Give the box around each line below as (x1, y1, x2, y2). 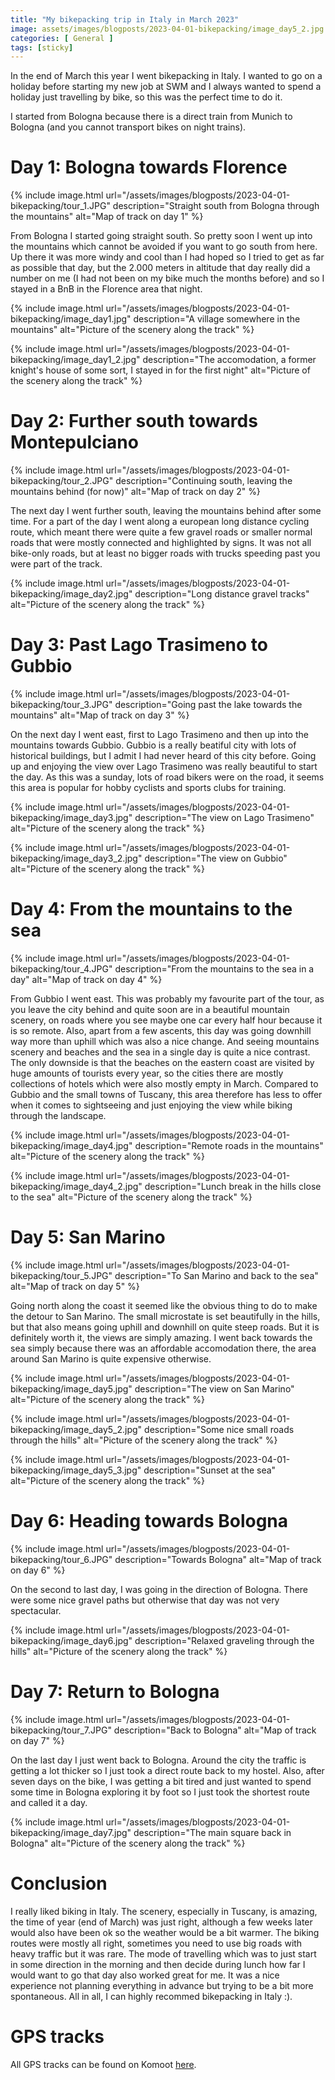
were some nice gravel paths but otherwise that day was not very (10, 1594, 280, 1606)
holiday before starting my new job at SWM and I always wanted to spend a (10, 81, 322, 93)
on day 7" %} (10, 1734, 65, 1746)
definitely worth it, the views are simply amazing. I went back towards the (10, 1331, 313, 1343)
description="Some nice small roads (144, 1423, 295, 1435)
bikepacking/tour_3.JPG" (10, 699, 113, 711)
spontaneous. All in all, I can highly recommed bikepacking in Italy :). (10, 1990, 293, 2002)
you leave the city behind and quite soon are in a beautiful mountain (10, 1004, 290, 1015)
